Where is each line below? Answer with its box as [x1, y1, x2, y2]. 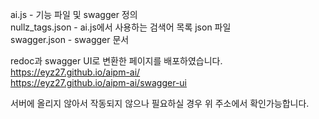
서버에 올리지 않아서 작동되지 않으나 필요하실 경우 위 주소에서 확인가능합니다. [10, 98, 310, 109]
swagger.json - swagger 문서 [10, 34, 130, 45]
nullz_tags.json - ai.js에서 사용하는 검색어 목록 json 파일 [10, 21, 232, 33]
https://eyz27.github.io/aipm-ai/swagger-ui [10, 77, 187, 88]
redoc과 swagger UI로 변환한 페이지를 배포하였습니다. [10, 55, 223, 67]
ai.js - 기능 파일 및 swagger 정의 [10, 9, 138, 20]
